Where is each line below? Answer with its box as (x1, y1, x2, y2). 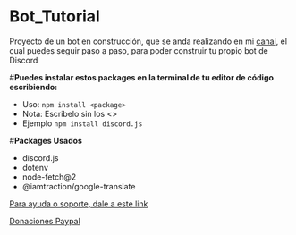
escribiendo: (9, 81, 58, 92)
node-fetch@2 (21, 172, 77, 182)
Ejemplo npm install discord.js (21, 118, 143, 129)
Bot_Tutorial (9, 6, 100, 27)
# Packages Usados (9, 135, 83, 146)
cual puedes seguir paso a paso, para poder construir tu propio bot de (9, 45, 268, 55)
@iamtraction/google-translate (21, 180, 136, 191)
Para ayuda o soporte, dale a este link (9, 198, 148, 209)
